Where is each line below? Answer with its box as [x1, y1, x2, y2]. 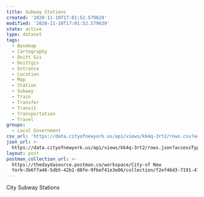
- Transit [12, 105, 36, 111]
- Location [12, 71, 39, 77]
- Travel [12, 116, 34, 122]
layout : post [6, 150, 39, 156]
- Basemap [12, 43, 36, 49]
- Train [12, 94, 32, 100]
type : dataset [6, 32, 42, 38]
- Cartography [12, 49, 47, 55]
